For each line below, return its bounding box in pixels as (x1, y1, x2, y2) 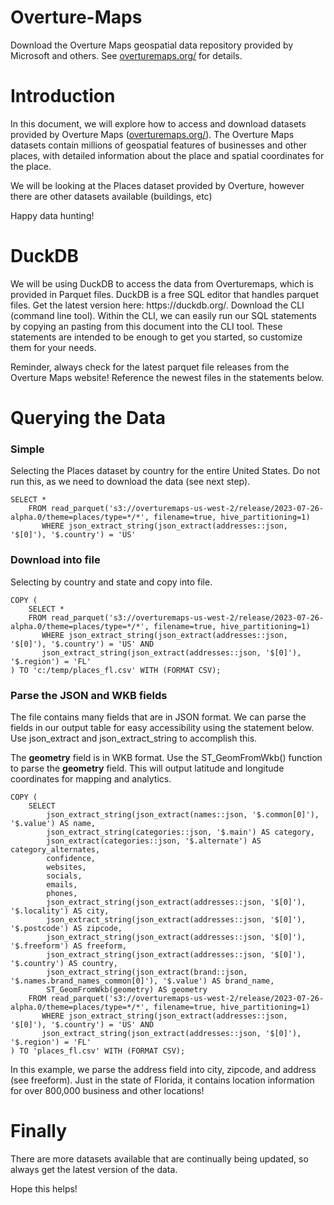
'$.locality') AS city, (10, 906, 110, 916)
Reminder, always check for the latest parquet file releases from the (10, 361, 290, 373)
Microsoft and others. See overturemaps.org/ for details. (10, 49, 243, 61)
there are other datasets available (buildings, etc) (10, 190, 213, 202)
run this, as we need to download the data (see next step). (10, 476, 251, 488)
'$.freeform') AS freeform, (10, 941, 128, 951)
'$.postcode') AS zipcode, (10, 923, 123, 933)
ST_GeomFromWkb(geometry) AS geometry (46, 984, 208, 995)
